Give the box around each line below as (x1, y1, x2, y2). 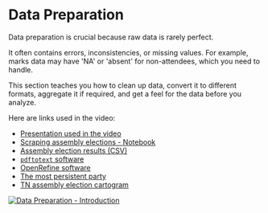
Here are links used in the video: (8, 113, 116, 122)
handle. (8, 64, 34, 74)
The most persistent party (19, 171, 107, 181)
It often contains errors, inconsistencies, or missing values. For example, (8, 47, 249, 57)
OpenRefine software (19, 162, 91, 172)
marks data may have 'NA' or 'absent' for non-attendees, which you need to (8, 56, 260, 66)
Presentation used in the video (19, 129, 122, 138)
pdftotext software (19, 154, 85, 164)
